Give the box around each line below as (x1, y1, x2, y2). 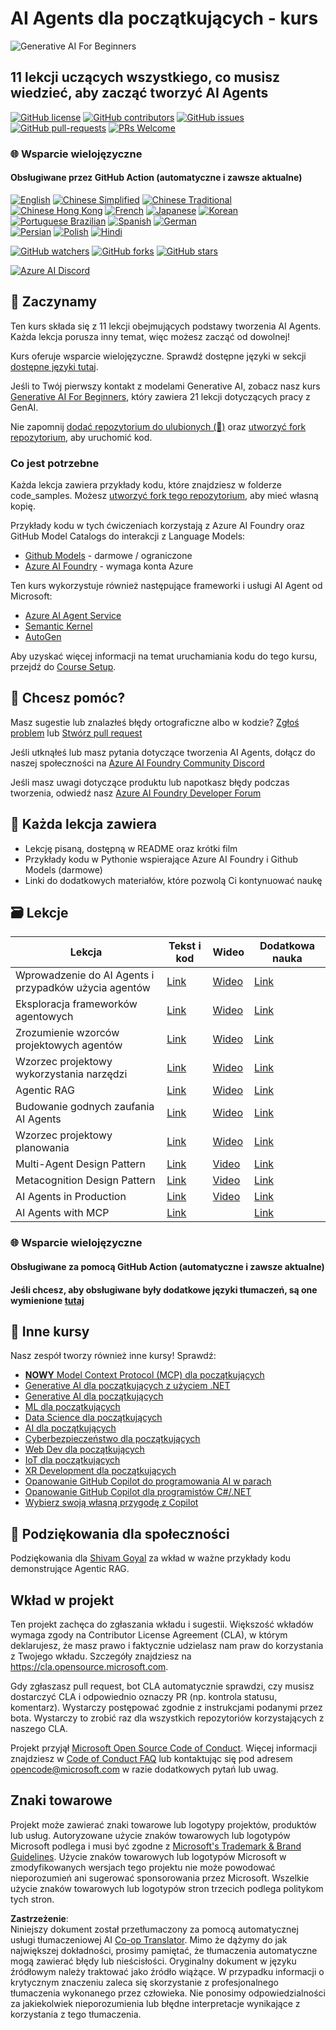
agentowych (15, 1010, 74, 1024)
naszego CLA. (10, 1722, 68, 1734)
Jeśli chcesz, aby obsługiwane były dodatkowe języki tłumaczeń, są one (10, 1283, 318, 1296)
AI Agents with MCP (15, 1206, 110, 1220)
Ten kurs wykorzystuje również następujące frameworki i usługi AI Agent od (10, 579, 323, 591)
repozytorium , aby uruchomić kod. (10, 431, 153, 443)
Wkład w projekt (10, 1592, 115, 1609)
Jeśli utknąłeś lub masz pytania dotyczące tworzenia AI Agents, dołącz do (10, 746, 316, 758)
